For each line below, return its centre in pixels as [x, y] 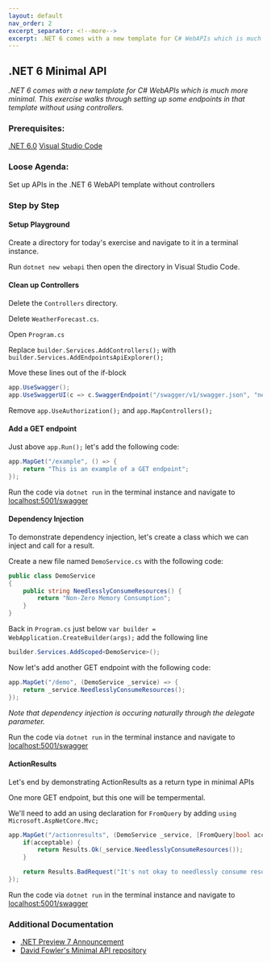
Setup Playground [39, 225]
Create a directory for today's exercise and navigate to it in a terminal [123, 242]
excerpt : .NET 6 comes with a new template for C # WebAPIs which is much [135, 38]
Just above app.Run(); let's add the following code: [94, 446]
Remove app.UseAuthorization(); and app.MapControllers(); [110, 410]
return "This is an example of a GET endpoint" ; [106, 469]
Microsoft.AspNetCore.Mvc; [54, 821]
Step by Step [34, 205]
